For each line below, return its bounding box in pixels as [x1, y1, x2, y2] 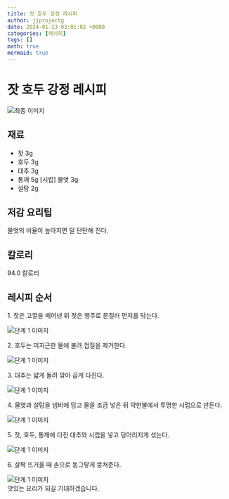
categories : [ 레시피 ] [7, 29, 67, 37]
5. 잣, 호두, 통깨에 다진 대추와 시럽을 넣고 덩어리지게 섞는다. [7, 431, 170, 439]
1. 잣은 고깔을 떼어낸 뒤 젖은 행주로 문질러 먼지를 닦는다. [7, 312, 159, 320]
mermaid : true [7, 50, 49, 57]
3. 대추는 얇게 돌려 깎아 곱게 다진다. [7, 371, 105, 380]
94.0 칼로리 [7, 269, 40, 277]
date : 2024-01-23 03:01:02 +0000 [7, 23, 105, 30]
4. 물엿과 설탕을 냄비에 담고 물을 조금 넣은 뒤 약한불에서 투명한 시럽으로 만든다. [7, 401, 223, 409]
